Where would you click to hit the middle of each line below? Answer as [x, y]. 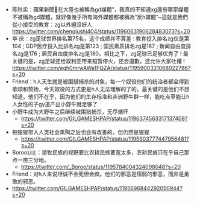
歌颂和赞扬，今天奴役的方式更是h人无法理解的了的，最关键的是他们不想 [101, 89]
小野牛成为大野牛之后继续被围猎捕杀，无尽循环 [70, 112]
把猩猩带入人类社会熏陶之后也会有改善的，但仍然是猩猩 [80, 132]
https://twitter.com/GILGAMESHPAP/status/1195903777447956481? [105, 139]
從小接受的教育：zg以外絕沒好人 [52, 24]
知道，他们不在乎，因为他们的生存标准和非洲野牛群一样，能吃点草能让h [101, 97]
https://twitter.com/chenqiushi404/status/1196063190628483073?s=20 [101, 31]
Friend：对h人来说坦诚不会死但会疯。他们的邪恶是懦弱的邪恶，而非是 [98, 174]
